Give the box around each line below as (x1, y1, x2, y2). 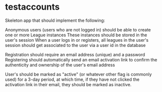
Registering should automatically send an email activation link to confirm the (5, 57, 158, 62)
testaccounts (5, 1, 60, 13)
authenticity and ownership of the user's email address (5, 62, 115, 68)
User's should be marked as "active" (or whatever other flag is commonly (5, 71, 152, 77)
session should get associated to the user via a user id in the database (5, 42, 146, 48)
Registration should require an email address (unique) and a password (5, 51, 146, 57)
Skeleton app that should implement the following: (5, 17, 105, 23)
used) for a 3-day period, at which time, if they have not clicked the (5, 77, 140, 82)
